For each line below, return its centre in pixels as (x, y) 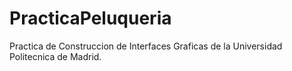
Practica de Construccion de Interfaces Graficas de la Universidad (146, 46)
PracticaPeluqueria (90, 18)
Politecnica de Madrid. (55, 56)
